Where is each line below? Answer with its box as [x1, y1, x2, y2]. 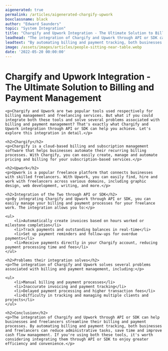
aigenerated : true [5, 7, 43, 13]
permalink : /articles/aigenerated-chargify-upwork [5, 12, 113, 17]
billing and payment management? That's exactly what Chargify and [5, 122, 149, 127]
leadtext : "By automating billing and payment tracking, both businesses [5, 40, 162, 45]
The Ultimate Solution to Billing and [5, 81, 154, 93]
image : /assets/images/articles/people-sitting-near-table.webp [5, 45, 142, 50]
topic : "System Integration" [5, 26, 66, 31]
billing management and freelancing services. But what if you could [5, 113, 153, 118]
